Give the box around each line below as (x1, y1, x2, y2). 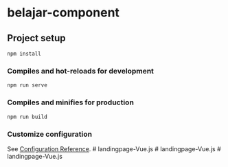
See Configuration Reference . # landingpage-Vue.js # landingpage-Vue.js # (7, 144, 221, 153)
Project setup (7, 32, 67, 44)
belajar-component (7, 5, 120, 21)
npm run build (7, 113, 48, 120)
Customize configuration (7, 129, 93, 139)
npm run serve (7, 82, 48, 89)
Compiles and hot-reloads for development (7, 66, 155, 76)
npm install (7, 50, 41, 57)
